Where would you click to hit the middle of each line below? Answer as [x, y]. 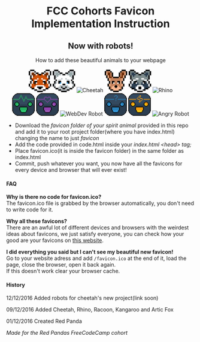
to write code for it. [30, 210]
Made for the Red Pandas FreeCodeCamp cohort [67, 333]
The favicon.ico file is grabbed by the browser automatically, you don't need [100, 203]
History [16, 285]
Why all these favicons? [37, 221]
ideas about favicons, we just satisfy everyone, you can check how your [95, 234]
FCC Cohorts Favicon [101, 11]
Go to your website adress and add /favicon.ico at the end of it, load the [96, 258]
